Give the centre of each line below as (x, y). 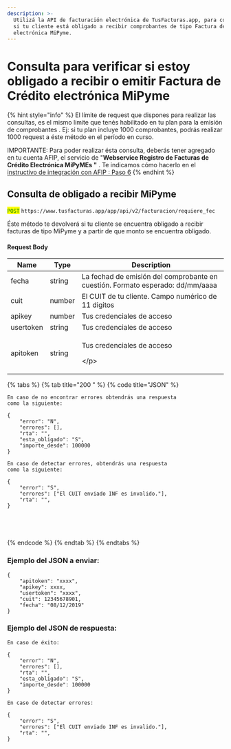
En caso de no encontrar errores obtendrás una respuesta (92, 398)
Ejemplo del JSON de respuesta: (62, 629)
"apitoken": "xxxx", (49, 581)
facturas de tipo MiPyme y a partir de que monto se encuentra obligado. (109, 231)
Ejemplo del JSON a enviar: (53, 560)
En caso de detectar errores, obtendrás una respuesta (87, 464)
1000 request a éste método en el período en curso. (80, 137)
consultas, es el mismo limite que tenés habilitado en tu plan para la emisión (115, 123)
